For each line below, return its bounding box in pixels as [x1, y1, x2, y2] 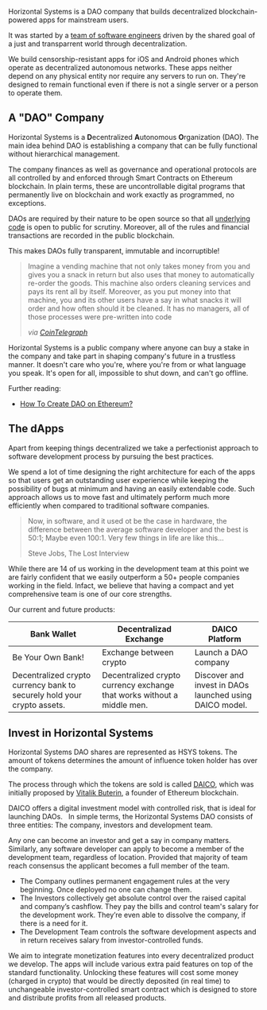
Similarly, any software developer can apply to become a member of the [8, 844, 245, 853]
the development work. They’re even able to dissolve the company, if [19, 910, 246, 920]
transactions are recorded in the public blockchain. [8, 230, 175, 240]
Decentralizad [117, 623, 172, 634]
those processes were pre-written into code [27, 312, 172, 321]
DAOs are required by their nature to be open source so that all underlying [8, 214, 250, 223]
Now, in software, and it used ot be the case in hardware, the [27, 516, 228, 525]
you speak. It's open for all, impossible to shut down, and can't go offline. [8, 368, 249, 377]
